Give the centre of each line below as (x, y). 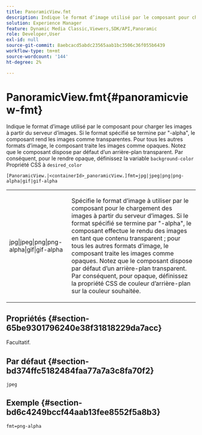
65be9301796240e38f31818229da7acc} (84, 328)
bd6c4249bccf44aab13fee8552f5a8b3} (84, 412)
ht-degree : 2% (24, 62)
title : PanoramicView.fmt (38, 12)
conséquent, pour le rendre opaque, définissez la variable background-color (100, 159)
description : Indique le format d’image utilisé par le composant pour (98, 17)
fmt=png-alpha (24, 426)
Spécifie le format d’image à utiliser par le (130, 201)
